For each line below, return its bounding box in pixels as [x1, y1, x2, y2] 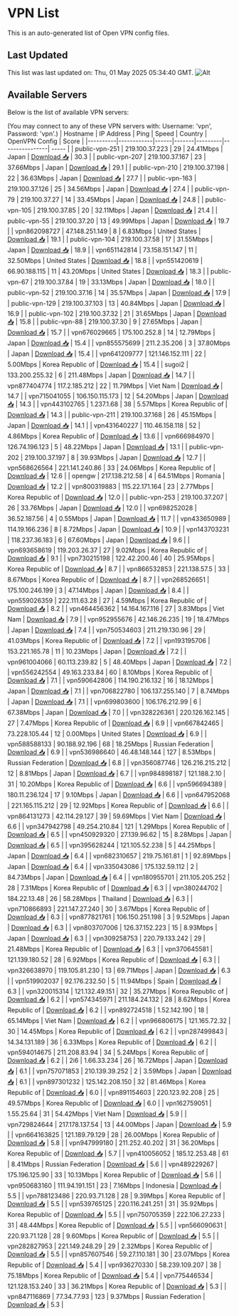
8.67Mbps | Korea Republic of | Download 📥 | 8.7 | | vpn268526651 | [7, 575, 210, 584]
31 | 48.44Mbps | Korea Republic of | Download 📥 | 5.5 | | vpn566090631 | [7, 1220, 227, 1229]
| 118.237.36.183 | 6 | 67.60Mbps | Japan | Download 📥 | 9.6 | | [7, 535, 190, 544]
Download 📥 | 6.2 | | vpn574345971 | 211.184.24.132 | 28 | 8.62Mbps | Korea [7, 994, 230, 1003]
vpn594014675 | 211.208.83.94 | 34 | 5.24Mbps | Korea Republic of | [7, 1048, 208, 1057]
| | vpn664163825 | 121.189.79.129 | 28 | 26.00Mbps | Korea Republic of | [7, 1130, 219, 1138]
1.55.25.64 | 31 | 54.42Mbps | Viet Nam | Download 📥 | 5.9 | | [7, 1109, 187, 1118]
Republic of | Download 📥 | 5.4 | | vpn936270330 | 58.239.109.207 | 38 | [7, 1260, 222, 1269]
